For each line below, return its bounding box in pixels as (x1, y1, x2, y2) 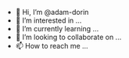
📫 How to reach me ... (15, 42, 88, 50)
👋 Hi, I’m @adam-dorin (15, 8, 89, 16)
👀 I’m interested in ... (15, 16, 82, 25)
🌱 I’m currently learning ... (15, 24, 99, 33)
